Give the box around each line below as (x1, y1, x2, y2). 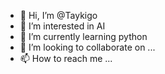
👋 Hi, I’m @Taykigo (19, 10, 98, 21)
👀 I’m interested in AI (19, 20, 106, 32)
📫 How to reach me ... (19, 53, 113, 64)
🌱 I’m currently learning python (19, 31, 148, 42)
